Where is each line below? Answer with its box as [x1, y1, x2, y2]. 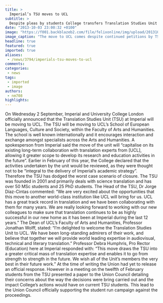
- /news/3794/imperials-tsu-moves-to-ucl [7, 57, 92, 62]
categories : [5, 66, 29, 71]
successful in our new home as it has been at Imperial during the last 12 [5, 215, 148, 221]
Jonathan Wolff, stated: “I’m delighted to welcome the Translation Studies [5, 225, 152, 231]
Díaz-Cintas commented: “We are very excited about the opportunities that [5, 189, 155, 195]
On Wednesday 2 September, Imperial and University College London [5, 111, 144, 117]
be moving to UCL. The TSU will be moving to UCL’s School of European [5, 121, 149, 127]
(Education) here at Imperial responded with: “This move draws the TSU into [5, 246, 158, 251]
